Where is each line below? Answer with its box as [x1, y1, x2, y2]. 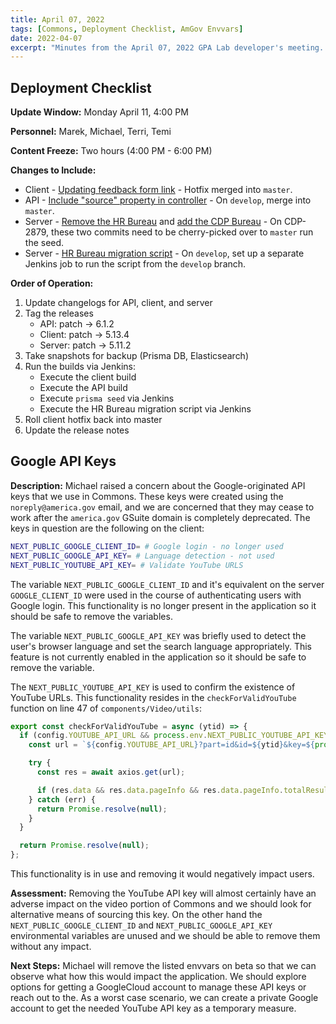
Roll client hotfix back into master [24, 414, 163, 426]
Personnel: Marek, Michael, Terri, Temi [10, 126, 172, 138]
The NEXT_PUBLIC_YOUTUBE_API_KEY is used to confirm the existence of [10, 681, 296, 693]
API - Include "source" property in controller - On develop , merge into [24, 194, 312, 206]
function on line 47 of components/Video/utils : [10, 702, 203, 714]
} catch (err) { [28, 794, 97, 805]
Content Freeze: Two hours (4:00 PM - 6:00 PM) [10, 145, 213, 157]
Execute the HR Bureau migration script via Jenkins [39, 403, 252, 415]
